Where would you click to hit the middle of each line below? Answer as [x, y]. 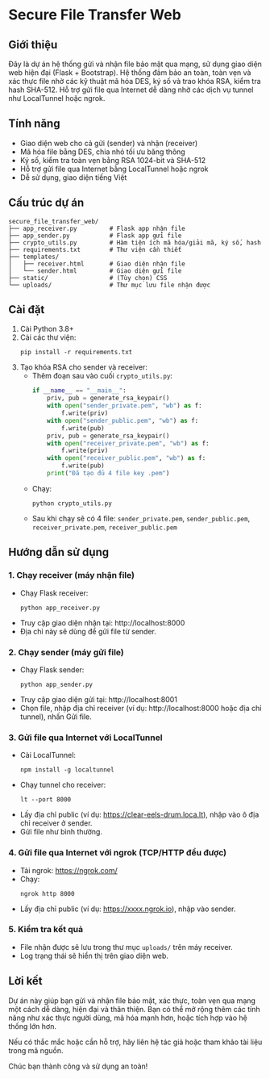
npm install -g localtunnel [67, 770]
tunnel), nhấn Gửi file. [56, 717]
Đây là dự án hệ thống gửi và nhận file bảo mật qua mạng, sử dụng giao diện [135, 64]
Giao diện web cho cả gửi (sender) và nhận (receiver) [109, 143]
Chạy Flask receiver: [54, 593]
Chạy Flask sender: [52, 669]
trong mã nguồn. [36, 1050]
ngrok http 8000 [47, 893]
